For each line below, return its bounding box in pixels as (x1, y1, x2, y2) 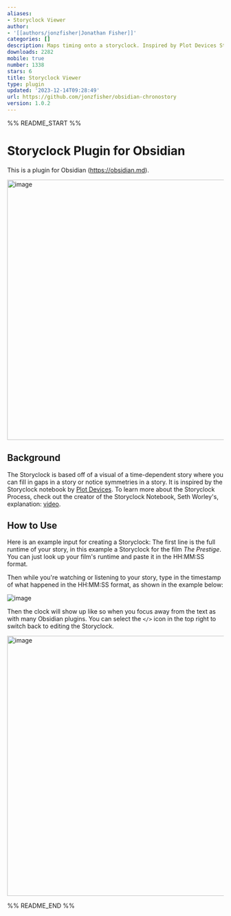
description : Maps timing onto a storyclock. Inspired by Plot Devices (7, 42, 217, 49)
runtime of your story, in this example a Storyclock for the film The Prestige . (7, 545, 221, 554)
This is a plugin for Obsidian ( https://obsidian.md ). (7, 166, 149, 174)
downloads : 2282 (7, 49, 54, 56)
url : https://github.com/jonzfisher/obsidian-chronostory (7, 94, 177, 101)
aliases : (7, 10, 32, 17)
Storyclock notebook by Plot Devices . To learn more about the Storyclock (7, 485, 215, 494)
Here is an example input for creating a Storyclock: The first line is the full (7, 538, 215, 546)
